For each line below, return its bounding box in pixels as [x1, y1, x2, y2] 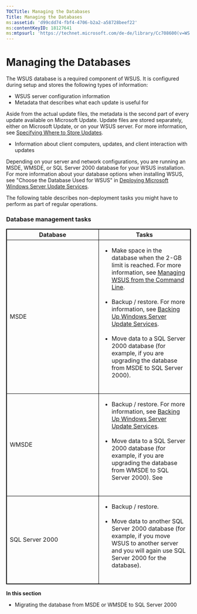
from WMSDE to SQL [111, 466, 169, 474]
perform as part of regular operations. [6, 201, 98, 208]
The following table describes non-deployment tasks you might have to [6, 194, 178, 201]
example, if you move [111, 532, 171, 540]
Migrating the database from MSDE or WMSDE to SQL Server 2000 [14, 601, 177, 608]
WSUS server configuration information [14, 93, 110, 100]
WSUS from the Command [111, 276, 185, 284]
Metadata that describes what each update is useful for [14, 99, 149, 106]
